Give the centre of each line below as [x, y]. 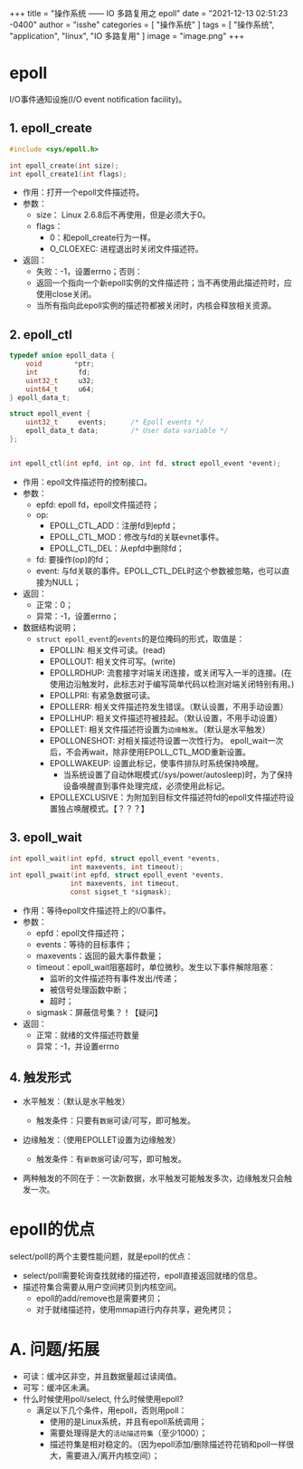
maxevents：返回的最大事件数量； [100, 955]
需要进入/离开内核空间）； [113, 1455]
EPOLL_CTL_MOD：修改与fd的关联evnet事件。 [137, 536]
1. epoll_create [51, 128]
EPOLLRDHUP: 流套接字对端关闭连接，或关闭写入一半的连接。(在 [170, 672]
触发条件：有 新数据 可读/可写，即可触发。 [111, 1158]
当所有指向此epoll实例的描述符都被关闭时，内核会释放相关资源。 [156, 305]
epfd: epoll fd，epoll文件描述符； [98, 504]
